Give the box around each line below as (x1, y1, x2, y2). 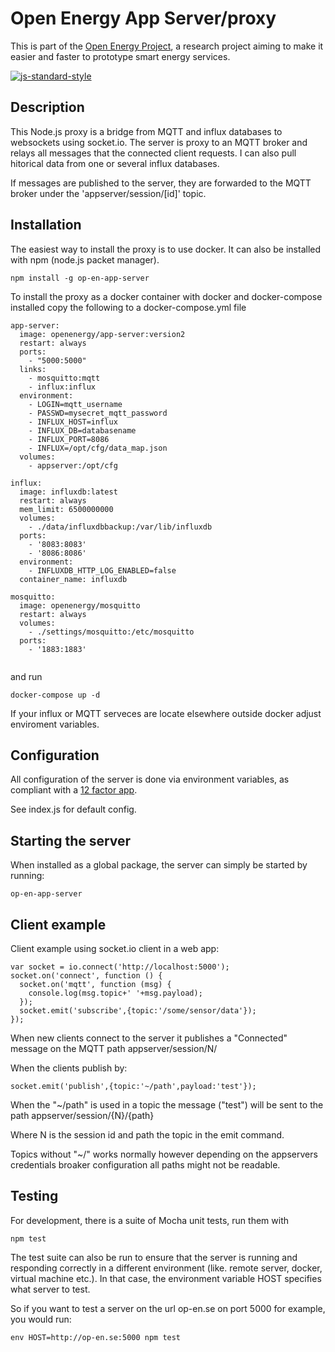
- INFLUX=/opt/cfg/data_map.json (28, 443, 168, 453)
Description (10, 99, 85, 116)
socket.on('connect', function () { (10, 971, 163, 981)
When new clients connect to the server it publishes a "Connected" (10, 1032, 288, 1044)
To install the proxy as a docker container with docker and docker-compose (10, 290, 323, 302)
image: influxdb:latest (19, 487, 118, 497)
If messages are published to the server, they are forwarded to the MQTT (10, 177, 312, 189)
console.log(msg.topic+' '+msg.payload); (28, 988, 203, 998)
